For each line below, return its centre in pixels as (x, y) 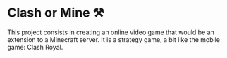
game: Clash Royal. (35, 47)
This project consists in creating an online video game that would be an (111, 32)
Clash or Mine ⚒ (56, 13)
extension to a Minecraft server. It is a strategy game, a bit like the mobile (114, 39)
